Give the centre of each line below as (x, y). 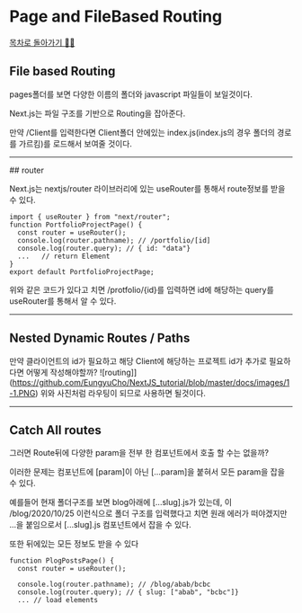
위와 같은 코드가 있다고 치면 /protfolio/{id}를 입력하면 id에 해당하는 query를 (142, 289)
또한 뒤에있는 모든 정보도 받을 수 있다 (74, 544)
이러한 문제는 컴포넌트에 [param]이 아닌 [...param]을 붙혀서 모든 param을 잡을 (147, 472)
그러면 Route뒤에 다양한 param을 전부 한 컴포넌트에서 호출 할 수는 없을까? (139, 453)
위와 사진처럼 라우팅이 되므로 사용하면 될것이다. (123, 393)
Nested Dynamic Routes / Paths (100, 338)
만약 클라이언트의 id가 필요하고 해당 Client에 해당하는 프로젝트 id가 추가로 (138, 360)
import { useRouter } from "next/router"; (90, 217)
